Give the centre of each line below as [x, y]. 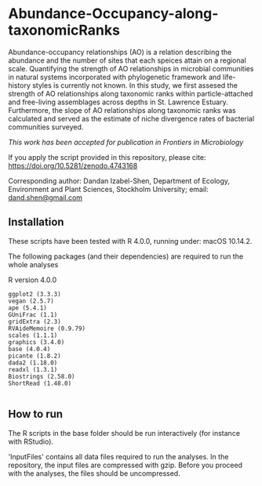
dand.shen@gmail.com [45, 198]
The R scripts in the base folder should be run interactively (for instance [124, 433]
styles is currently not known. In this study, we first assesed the [135, 85]
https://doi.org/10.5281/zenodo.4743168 [73, 165]
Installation [36, 222]
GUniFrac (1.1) [33, 314]
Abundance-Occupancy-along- [113, 14]
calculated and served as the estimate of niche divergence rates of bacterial [131, 118]
